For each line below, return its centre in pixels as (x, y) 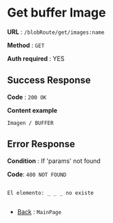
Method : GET (26, 45)
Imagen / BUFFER (30, 123)
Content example (32, 110)
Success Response (49, 80)
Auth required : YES (36, 58)
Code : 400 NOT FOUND (37, 174)
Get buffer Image (56, 13)
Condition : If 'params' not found (54, 161)
